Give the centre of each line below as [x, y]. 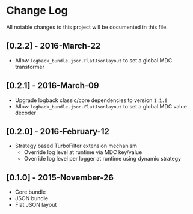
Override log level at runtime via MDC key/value [83, 152]
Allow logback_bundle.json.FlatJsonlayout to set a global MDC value [101, 106]
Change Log [37, 10]
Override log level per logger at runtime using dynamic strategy [103, 159]
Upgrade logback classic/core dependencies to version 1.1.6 [91, 100]
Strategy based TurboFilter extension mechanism [76, 146]
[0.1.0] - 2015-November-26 [60, 177]
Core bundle [30, 192]
